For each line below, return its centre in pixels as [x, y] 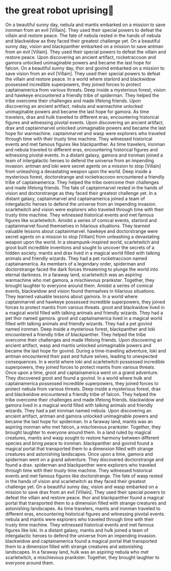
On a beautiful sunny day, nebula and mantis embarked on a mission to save [86, 25]
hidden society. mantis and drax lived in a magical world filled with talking [83, 253]
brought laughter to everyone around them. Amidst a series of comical [79, 285]
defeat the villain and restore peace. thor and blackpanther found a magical [84, 497]
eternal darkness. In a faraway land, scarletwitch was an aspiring [74, 274]
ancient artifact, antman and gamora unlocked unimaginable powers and [82, 416]
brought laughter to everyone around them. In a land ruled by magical [78, 432]
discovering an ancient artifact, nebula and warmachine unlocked [74, 106]
